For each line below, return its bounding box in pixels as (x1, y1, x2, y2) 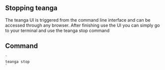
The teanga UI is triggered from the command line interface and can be (5, 17, 151, 23)
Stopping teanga (5, 4, 58, 12)
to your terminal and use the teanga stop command (5, 27, 110, 34)
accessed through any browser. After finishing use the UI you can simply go (5, 22, 160, 28)
